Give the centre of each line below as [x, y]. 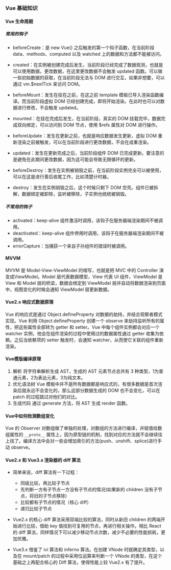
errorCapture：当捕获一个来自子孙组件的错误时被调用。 [71, 246]
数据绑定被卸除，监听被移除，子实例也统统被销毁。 [75, 194]
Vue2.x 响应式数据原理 [29, 302]
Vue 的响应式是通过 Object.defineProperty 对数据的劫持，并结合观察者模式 [84, 314]
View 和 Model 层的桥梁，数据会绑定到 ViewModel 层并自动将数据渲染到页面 [86, 283]
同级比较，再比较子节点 [45, 483]
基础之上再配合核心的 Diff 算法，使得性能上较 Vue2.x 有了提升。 [80, 562]
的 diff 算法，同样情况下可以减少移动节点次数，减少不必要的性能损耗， [87, 532]
